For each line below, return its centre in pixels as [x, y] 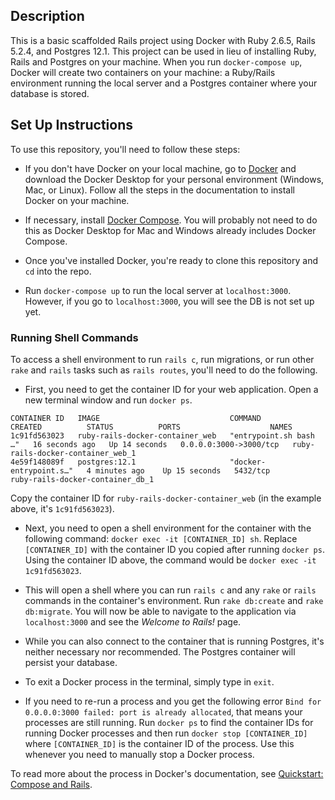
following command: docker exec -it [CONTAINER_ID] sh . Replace [161, 538]
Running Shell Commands [74, 337]
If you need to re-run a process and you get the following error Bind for [173, 701]
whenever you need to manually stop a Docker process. [139, 754]
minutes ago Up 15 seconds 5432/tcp [183, 470]
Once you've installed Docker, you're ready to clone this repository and [171, 260]
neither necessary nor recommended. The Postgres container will [160, 651]
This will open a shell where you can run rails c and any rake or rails [170, 590]
